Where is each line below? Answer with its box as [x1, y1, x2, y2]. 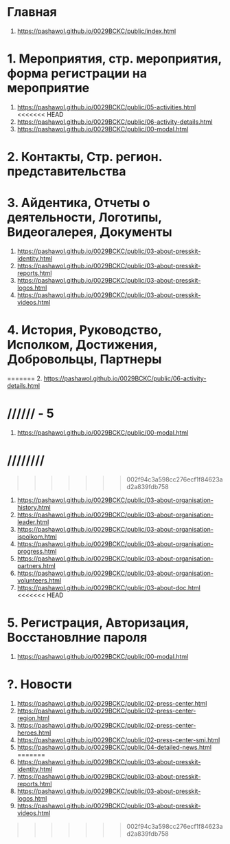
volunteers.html [16, 576, 62, 585]
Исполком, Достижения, [7, 337, 158, 353]
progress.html [16, 547, 57, 555]
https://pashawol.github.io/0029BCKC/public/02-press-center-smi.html [16, 735, 220, 744]
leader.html [16, 517, 49, 526]
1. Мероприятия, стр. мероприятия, [7, 51, 222, 67]
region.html [16, 713, 50, 722]
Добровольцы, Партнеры [7, 351, 162, 367]
